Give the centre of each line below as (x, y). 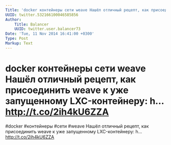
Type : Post (17, 39)
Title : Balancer (32, 24)
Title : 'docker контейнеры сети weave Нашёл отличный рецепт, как (77, 10)
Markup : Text (19, 43)
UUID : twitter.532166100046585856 (42, 15)
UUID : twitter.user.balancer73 (48, 29)
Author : (13, 19)
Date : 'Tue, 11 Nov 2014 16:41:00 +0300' (50, 34)
